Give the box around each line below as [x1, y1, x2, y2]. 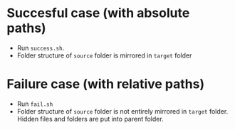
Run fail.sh [16, 99, 53, 108]
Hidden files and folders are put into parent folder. [16, 114, 164, 123]
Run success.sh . [16, 43, 65, 52]
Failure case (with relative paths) [6, 76, 205, 92]
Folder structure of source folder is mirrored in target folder [16, 51, 192, 60]
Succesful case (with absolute [6, 5, 190, 21]
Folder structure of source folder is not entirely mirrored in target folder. [16, 107, 229, 115]
